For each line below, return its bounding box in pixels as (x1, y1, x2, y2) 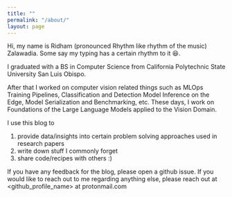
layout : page (7, 23, 45, 30)
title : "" (7, 10, 36, 17)
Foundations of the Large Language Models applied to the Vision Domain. (7, 105, 217, 114)
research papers (17, 140, 64, 148)
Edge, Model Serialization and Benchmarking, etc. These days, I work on (7, 98, 215, 106)
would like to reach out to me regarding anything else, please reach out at (7, 175, 217, 183)
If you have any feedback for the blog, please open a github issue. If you (7, 167, 214, 176)
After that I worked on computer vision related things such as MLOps (7, 84, 204, 92)
